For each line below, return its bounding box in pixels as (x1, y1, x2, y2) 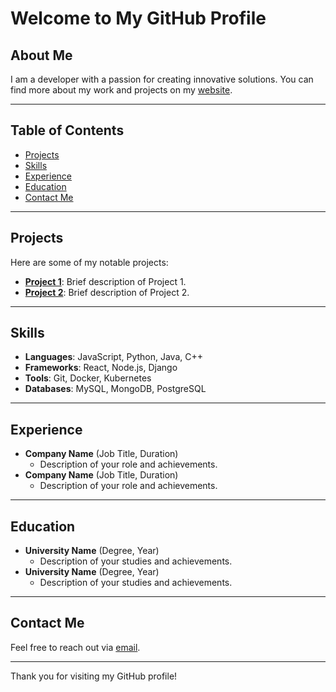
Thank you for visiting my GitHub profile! (10, 670, 178, 682)
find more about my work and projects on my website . (10, 84, 233, 96)
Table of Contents (10, 122, 125, 139)
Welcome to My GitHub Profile (10, 7, 267, 30)
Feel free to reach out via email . (10, 641, 141, 653)
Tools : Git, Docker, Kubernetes (24, 372, 152, 384)
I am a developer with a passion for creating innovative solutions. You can (10, 73, 314, 85)
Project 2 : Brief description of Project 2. (24, 286, 190, 298)
